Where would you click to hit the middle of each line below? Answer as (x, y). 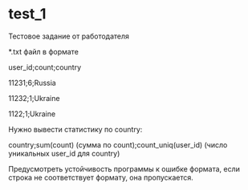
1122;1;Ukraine (32, 114)
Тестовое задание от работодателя (69, 36)
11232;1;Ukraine (34, 98)
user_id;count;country (45, 67)
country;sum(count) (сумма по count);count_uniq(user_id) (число (118, 144)
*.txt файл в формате (43, 51)
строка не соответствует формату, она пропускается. (101, 177)
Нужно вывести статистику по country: (75, 129)
